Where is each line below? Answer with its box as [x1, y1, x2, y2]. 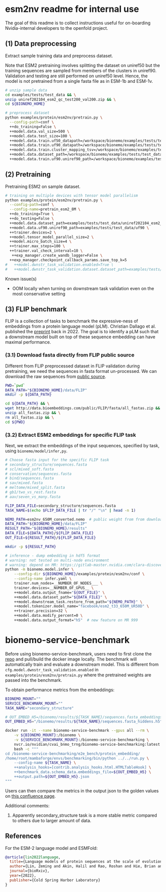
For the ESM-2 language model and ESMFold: [5, 845, 98, 851]
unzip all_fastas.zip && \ [5, 411, 61, 416]
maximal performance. [5, 339, 51, 345]
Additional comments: [5, 802, 50, 809]
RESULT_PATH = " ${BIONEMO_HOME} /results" [5, 526, 87, 531]
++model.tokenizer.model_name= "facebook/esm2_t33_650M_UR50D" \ [14, 604, 149, 609]
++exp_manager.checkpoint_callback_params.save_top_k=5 [9, 257, 127, 262]
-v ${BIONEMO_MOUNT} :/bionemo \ [14, 733, 81, 738]
